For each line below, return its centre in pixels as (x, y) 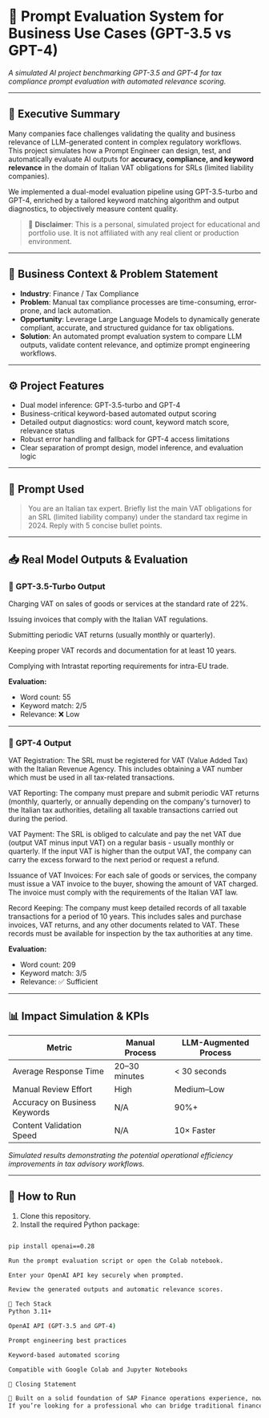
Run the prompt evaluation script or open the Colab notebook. (116, 1261)
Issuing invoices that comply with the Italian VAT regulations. (108, 619)
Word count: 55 (45, 697)
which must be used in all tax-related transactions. (92, 777)
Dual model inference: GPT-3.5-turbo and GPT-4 (100, 405)
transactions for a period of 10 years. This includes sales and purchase (125, 917)
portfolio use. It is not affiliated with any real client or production (133, 233)
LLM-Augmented (215, 1042)
